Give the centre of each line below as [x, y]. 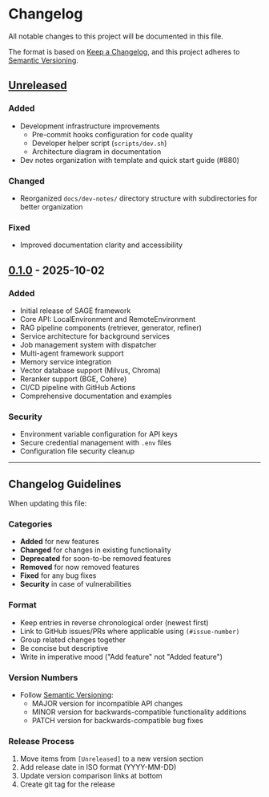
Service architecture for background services [95, 336]
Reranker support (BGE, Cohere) [73, 379]
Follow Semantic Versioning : [66, 694]
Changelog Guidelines [65, 484]
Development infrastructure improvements [90, 126]
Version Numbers [43, 677]
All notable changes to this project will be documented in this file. [116, 36]
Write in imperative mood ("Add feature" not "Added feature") [121, 657]
